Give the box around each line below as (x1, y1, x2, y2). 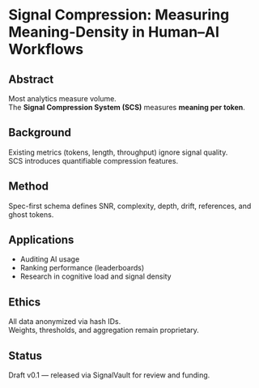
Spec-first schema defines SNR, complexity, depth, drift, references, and (8, 201, 252, 211)
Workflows (8, 41, 83, 58)
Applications (8, 233, 74, 247)
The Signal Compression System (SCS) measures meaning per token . (8, 103, 245, 112)
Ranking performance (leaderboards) (19, 263, 145, 273)
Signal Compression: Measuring (8, 6, 230, 24)
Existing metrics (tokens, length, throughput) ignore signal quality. (8, 147, 228, 157)
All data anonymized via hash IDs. (8, 317, 121, 326)
